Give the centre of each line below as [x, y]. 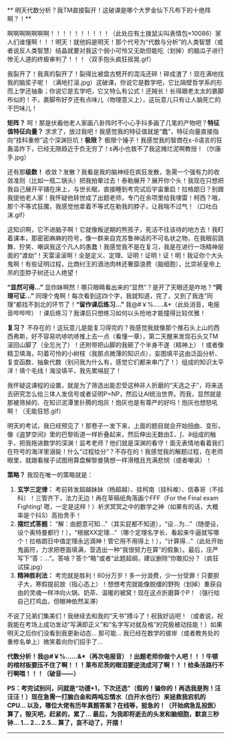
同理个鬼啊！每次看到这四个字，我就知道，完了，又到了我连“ [121, 296]
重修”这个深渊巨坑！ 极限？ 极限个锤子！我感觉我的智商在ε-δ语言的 [122, 140]
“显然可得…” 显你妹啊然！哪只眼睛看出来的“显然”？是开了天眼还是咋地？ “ [112, 287]
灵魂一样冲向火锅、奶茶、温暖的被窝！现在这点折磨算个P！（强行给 [124, 593]
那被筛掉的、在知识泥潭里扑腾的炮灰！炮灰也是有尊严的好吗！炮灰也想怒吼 [112, 402]
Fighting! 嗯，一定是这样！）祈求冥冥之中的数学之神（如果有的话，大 [115, 507]
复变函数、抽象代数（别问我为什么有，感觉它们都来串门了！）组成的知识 [109, 362]
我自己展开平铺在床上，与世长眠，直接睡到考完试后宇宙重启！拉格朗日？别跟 [115, 189]
